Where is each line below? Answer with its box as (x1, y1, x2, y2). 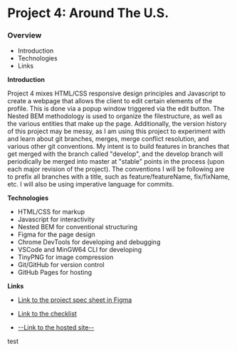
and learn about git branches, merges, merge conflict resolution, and (7, 135, 209, 143)
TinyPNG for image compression (17, 253, 114, 261)
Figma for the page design (17, 230, 96, 239)
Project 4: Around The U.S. (7, 5, 169, 21)
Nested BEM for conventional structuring (17, 223, 137, 231)
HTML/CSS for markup (17, 208, 85, 216)
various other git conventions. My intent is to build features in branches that (7, 142, 230, 151)
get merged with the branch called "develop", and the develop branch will (7, 150, 223, 158)
